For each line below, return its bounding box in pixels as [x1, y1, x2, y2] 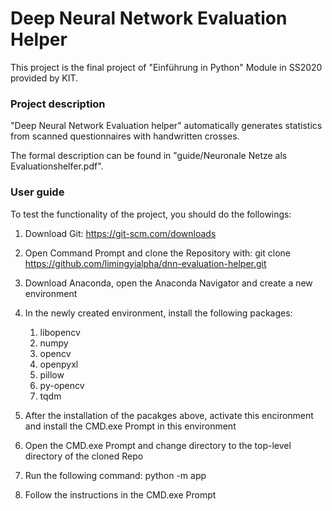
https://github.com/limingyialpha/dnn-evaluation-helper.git [24, 257, 267, 269]
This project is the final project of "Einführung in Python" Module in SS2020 [10, 61, 323, 73]
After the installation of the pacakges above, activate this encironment [24, 409, 314, 421]
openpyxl [39, 358, 79, 370]
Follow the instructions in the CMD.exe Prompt [24, 488, 217, 501]
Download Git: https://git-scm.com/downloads [24, 227, 217, 239]
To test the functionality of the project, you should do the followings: [10, 208, 292, 220]
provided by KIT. [10, 72, 79, 84]
